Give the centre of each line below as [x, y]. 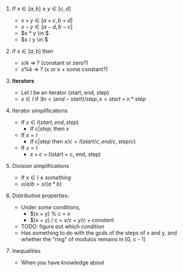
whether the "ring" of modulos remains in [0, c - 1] [83, 239]
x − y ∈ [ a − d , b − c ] [47, 27]
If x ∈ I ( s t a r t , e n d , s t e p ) [50, 122]
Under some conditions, [51, 207]
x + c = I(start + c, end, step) [65, 154]
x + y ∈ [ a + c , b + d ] [47, 20]
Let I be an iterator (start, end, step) [65, 92]
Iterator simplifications [40, 110]
